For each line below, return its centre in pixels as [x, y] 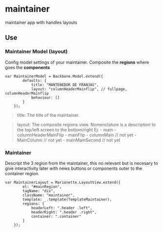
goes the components [27, 67]
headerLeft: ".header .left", [62, 208]
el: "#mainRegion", [42, 187]
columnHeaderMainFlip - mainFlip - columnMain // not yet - [77, 135]
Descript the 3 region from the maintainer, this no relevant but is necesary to [81, 163]
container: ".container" [56, 216]
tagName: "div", [39, 191]
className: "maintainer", [49, 195]
